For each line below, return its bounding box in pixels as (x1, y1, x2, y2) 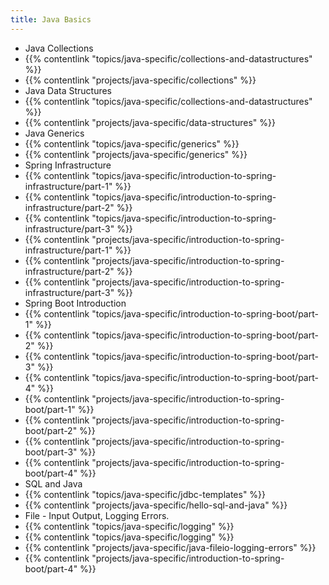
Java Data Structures (24, 84, 113, 96)
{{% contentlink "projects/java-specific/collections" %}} (24, 74, 257, 86)
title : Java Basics (10, 14, 92, 25)
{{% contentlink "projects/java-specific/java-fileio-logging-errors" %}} (24, 541, 317, 553)
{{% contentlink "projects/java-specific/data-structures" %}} (24, 116, 276, 128)
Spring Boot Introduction (24, 297, 127, 309)
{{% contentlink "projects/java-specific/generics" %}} (24, 148, 248, 160)
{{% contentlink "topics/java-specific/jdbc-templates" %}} (24, 488, 267, 500)
